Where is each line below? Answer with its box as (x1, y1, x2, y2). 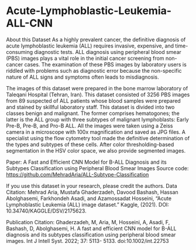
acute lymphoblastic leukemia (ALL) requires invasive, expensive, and (6, 42, 174, 49)
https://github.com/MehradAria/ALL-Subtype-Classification (6, 171, 149, 178)
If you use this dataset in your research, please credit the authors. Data (6, 182, 177, 189)
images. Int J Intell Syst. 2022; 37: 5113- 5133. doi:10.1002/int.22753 (6, 237, 170, 244)
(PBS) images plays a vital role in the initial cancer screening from (6, 55, 164, 62)
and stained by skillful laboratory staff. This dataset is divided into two (6, 103, 175, 110)
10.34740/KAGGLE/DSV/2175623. (6, 207, 87, 214)
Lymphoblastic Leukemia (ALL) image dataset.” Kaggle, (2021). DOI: (6, 201, 170, 208)
